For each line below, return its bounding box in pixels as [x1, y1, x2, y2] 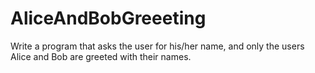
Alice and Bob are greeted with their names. [10, 50, 192, 62]
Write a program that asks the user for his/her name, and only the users [10, 40, 305, 52]
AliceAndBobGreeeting [10, 7, 207, 30]
